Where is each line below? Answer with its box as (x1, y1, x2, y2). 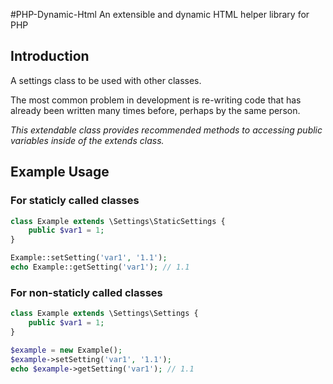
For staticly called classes (10, 194, 140, 208)
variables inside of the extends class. (10, 134, 165, 146)
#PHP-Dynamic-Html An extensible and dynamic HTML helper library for (10, 9, 310, 20)
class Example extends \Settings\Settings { (10, 309, 199, 319)
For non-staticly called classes (10, 285, 163, 299)
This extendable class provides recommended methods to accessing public (10, 124, 323, 136)
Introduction (10, 48, 90, 65)
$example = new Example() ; (10, 345, 123, 355)
